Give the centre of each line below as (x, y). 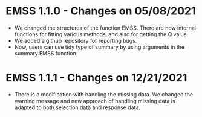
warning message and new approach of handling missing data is (95, 101)
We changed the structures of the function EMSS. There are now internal (105, 28)
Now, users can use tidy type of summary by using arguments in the (99, 47)
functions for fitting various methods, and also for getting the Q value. (101, 34)
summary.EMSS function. (46, 53)
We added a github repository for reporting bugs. (76, 40)
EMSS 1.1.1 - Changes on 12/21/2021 (96, 78)
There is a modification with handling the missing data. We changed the (104, 94)
